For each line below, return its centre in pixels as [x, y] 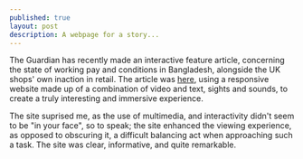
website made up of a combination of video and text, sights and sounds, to [148, 89]
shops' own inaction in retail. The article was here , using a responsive [139, 79]
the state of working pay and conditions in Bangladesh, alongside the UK [145, 70]
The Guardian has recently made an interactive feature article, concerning [147, 61]
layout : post [34, 26]
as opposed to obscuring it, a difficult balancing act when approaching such [151, 136]
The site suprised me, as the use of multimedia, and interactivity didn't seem [152, 116]
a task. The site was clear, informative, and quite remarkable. [123, 145]
